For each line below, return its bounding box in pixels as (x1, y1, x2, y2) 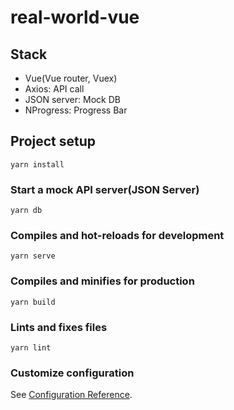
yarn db (10, 206, 43, 216)
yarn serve (10, 251, 56, 261)
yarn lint (10, 343, 52, 353)
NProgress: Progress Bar (24, 104, 128, 116)
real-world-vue (10, 6, 140, 29)
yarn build (10, 297, 56, 307)
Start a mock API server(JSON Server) (10, 182, 200, 196)
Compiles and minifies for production (10, 274, 195, 288)
